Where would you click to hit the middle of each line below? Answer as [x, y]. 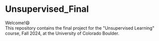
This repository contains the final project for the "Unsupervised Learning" [80, 28]
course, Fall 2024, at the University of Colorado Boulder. [62, 33]
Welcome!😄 [18, 23]
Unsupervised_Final [47, 9]
